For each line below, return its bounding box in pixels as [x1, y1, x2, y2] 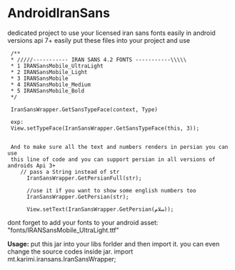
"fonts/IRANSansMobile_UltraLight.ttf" [7, 226, 119, 234]
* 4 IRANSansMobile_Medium [10, 81, 91, 88]
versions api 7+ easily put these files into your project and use [7, 36, 191, 44]
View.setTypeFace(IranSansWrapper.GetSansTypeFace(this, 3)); [10, 125, 200, 132]
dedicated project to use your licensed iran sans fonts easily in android [7, 28, 216, 37]
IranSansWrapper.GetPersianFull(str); [26, 175, 142, 182]
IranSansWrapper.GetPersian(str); [26, 193, 130, 200]
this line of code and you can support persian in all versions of [10, 155, 216, 163]
